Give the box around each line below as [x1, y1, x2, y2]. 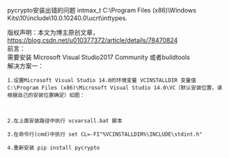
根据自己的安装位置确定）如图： [7, 92, 86, 99]
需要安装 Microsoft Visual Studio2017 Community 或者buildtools [7, 53, 190, 61]
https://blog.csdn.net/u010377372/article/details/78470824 [7, 36, 178, 44]
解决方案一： [7, 62, 44, 70]
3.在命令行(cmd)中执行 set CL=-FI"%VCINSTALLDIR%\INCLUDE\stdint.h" [7, 131, 203, 138]
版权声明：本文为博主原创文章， [7, 29, 99, 36]
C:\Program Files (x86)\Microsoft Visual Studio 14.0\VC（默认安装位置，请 [7, 84, 223, 91]
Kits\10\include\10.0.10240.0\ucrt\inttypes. [7, 14, 127, 22]
